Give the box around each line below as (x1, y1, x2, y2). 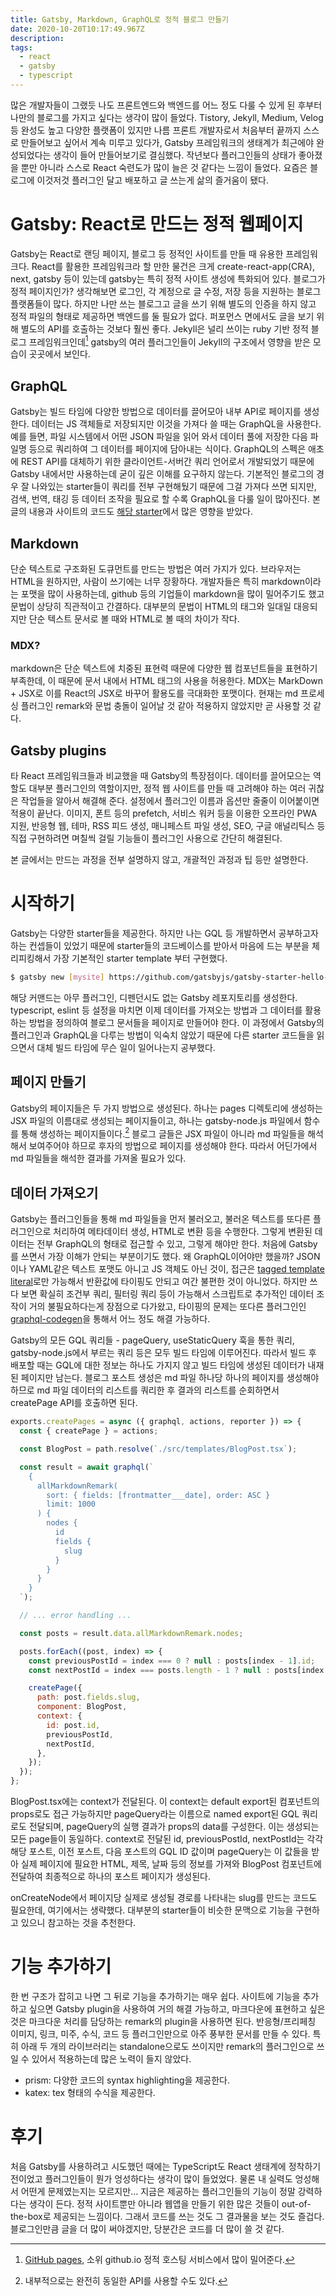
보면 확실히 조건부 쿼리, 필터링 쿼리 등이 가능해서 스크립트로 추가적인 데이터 (20, 1288, 315, 1300)
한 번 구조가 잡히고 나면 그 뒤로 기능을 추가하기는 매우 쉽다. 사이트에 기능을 (10, 1990, 301, 2002)
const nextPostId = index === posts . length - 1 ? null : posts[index (28, 1665, 325, 1675)
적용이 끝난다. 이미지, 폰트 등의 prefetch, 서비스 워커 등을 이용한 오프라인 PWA (10, 807, 318, 820)
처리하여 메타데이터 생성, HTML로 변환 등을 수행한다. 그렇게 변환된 (53, 1226, 313, 1238)
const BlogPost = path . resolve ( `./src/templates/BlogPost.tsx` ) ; (19, 1444, 298, 1455)
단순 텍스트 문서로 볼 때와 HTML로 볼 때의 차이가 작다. (28, 613, 240, 625)
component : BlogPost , (36, 1702, 128, 1712)
